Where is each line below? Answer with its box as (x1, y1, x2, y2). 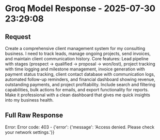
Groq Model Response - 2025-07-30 (5, 3, 156, 14)
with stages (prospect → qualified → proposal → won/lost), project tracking (5, 61, 156, 67)
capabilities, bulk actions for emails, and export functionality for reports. (5, 87, 149, 92)
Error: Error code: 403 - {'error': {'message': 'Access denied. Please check (5, 124, 155, 130)
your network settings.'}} (5, 129, 55, 135)
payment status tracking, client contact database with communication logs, (5, 71, 155, 77)
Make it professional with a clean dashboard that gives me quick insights (5, 92, 150, 98)
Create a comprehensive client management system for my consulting (5, 46, 145, 51)
